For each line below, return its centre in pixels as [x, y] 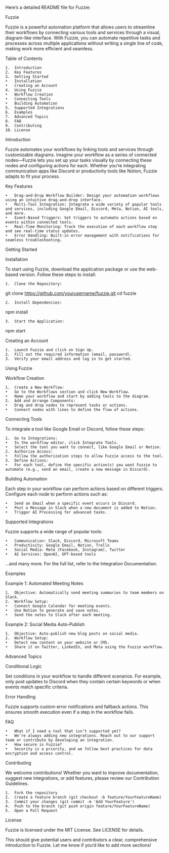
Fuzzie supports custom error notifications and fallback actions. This [77, 707]
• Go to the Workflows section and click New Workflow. [68, 392]
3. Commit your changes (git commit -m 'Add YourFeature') [70, 802]
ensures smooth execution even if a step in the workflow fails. [70, 712]
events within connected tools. [39, 222]
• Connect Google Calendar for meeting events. [59, 606]
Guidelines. [17, 783]
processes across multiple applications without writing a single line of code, [84, 43]
